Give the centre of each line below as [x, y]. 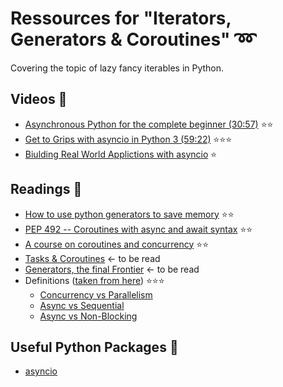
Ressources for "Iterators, [121, 18]
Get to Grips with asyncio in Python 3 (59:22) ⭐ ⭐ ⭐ [128, 139]
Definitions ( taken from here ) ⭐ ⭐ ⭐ [94, 280]
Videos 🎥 [39, 99]
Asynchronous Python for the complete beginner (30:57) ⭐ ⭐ [149, 124]
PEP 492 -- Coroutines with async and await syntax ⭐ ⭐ [138, 229]
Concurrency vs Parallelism [96, 294]
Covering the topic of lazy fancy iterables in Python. [117, 68]
